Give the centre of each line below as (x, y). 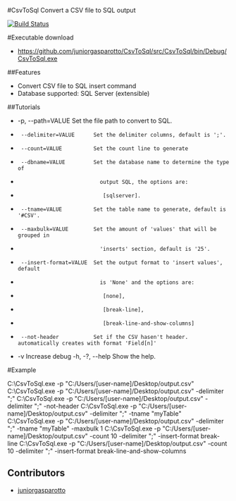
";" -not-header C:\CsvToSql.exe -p (86, 406)
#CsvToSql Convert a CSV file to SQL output (72, 10)
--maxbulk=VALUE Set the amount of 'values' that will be (119, 229)
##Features (24, 72)
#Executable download (41, 37)
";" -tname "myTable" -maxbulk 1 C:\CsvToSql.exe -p (84, 428)
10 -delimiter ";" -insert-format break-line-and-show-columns (97, 451)
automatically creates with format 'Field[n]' (87, 343)
